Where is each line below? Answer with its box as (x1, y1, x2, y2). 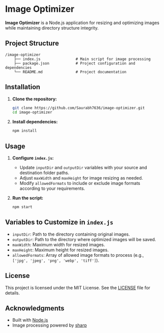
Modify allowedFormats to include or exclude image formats (19, 181, 140, 186)
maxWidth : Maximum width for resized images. (12, 242, 105, 247)
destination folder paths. (19, 170, 69, 176)
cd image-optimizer (12, 110, 53, 115)
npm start (12, 205, 33, 210)
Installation (5, 83, 40, 91)
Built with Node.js (12, 317, 48, 323)
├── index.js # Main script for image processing (14, 57, 151, 61)
